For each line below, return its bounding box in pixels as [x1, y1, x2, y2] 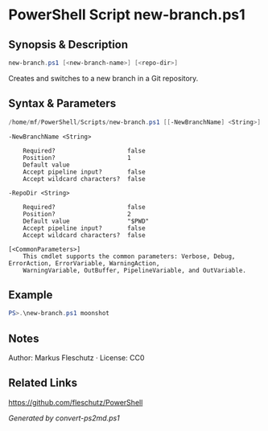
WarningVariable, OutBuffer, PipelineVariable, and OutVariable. [23, 266, 247, 274]
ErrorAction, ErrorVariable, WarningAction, [8, 259, 160, 267]
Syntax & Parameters [8, 96, 117, 110]
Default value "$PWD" [23, 217, 150, 225]
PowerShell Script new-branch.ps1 [8, 6, 245, 24]
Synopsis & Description [8, 38, 129, 51]
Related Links [8, 376, 78, 390]
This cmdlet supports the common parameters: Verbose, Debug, [23, 252, 236, 261]
